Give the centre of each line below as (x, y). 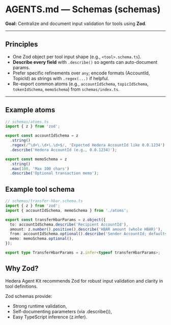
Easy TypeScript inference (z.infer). (50, 317)
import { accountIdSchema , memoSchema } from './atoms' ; (67, 210)
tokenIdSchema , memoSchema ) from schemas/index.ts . (66, 89)
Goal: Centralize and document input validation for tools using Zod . (76, 23)
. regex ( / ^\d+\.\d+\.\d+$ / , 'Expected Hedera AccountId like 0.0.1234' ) (88, 145)
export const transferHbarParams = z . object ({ (55, 220)
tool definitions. (22, 286)
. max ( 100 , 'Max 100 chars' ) (40, 169)
